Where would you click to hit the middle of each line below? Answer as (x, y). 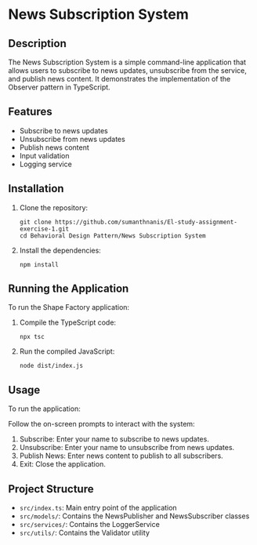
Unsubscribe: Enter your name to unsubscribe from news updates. (127, 448)
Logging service (45, 164)
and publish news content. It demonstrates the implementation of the (119, 79)
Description (37, 44)
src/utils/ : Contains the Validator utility (85, 533)
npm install (39, 264)
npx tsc (32, 337)
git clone (36, 222)
